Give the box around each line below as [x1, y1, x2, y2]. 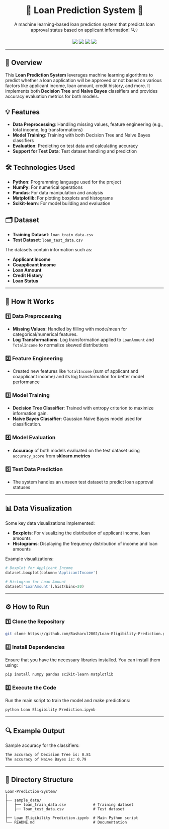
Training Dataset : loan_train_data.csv [12, 232, 94, 238]
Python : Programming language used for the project [12, 179, 122, 185]
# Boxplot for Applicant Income [5, 565, 73, 571]
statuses [12, 485, 31, 491]
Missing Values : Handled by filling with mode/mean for [12, 326, 127, 332]
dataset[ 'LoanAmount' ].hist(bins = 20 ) [5, 584, 84, 589]
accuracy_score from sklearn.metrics [12, 453, 91, 459]
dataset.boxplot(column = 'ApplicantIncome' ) [5, 570, 98, 575]
